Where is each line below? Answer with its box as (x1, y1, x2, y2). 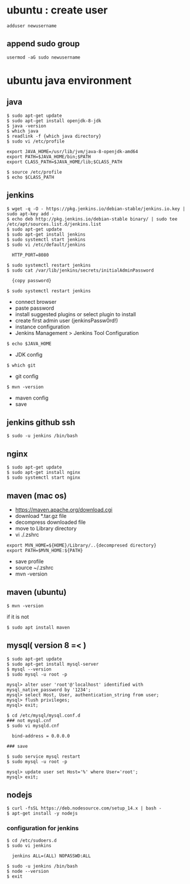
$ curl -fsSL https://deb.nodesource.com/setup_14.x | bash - (6, 805, 162, 811)
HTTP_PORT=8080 (12, 252, 49, 258)
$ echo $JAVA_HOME (6, 341, 52, 347)
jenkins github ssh (6, 417, 76, 427)
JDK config (15, 351, 43, 358)
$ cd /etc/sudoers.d (6, 837, 57, 844)
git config (15, 372, 39, 380)
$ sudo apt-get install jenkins (6, 231, 86, 238)
